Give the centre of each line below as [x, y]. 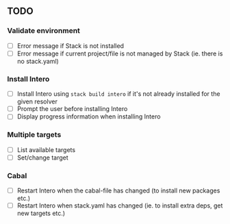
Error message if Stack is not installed [71, 46]
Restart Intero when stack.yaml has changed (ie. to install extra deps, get [120, 206]
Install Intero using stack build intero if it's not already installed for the [118, 94]
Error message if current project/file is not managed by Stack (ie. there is [120, 53]
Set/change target [42, 158]
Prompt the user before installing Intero [72, 109]
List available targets [46, 149]
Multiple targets [34, 135]
